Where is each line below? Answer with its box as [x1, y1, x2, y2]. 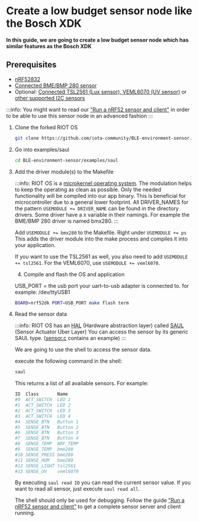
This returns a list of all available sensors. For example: [14, 380, 149, 387]
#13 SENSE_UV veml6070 [14, 468, 79, 475]
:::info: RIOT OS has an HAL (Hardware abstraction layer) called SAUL [14, 322, 184, 329]
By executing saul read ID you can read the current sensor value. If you [14, 479, 191, 486]
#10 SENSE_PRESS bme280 [14, 451, 74, 457]
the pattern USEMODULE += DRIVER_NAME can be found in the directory [14, 204, 179, 212]
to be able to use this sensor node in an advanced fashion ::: [6, 112, 154, 119]
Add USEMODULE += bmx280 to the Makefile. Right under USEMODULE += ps [14, 229, 187, 236]
